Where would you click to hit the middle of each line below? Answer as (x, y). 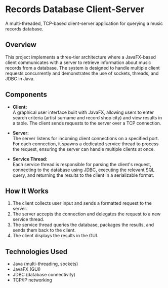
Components (26, 95)
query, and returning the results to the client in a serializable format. (83, 175)
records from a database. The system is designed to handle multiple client (83, 68)
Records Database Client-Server (75, 9)
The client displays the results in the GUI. (55, 236)
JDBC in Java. (20, 78)
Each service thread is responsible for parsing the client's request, (82, 164)
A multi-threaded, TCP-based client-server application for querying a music (84, 23)
